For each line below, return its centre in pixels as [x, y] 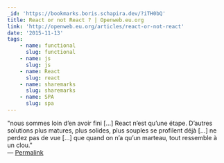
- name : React [40, 71]
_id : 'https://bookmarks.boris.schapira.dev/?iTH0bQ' [87, 13]
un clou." [20, 145]
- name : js [35, 59]
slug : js [38, 65]
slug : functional [51, 52]
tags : [15, 39]
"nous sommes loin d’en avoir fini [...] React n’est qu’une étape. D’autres [110, 123]
